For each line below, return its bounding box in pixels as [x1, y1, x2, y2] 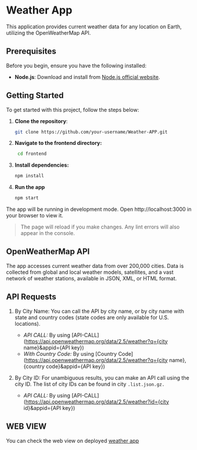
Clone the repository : [14, 117, 68, 124]
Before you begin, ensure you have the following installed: [6, 62, 147, 69]
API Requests [6, 292, 57, 302]
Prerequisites [6, 47, 56, 57]
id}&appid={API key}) [23, 404, 75, 411]
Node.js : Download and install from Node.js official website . [14, 73, 161, 80]
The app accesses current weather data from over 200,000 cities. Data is [6, 262, 184, 269]
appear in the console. [20, 230, 75, 237]
